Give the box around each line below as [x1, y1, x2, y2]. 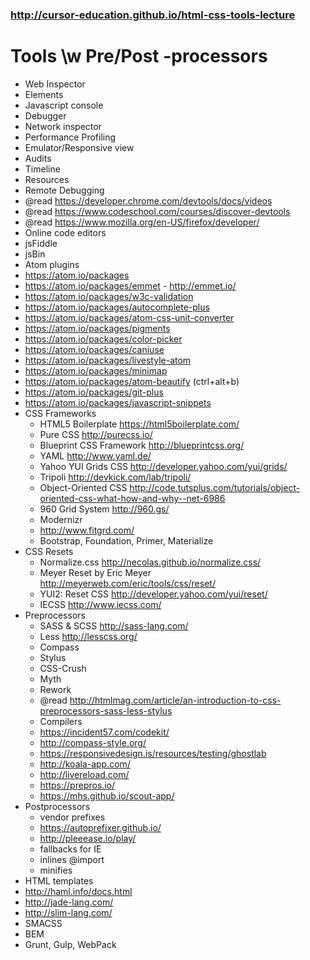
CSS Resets [24, 545, 74, 557]
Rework [39, 683, 72, 695]
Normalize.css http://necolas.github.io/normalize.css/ [39, 556, 262, 568]
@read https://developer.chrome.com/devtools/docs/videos [24, 194, 273, 207]
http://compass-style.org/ [39, 736, 147, 748]
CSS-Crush [39, 662, 87, 674]
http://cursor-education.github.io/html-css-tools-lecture [10, 8, 296, 22]
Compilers [39, 715, 83, 727]
